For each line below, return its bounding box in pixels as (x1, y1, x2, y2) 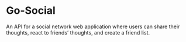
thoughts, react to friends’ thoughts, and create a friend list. (6, 29, 150, 36)
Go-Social (6, 4, 56, 17)
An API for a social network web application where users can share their (6, 23, 180, 30)
